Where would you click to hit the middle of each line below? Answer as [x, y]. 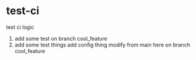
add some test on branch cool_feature [61, 38]
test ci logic [20, 27]
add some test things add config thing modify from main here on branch [102, 45]
